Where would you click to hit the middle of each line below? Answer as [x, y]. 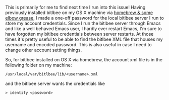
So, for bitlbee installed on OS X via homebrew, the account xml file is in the [84, 60]
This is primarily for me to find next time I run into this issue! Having [75, 7]
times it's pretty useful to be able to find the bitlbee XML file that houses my [84, 39]
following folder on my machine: [39, 65]
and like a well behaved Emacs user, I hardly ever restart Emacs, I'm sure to [84, 29]
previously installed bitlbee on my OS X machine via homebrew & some [79, 13]
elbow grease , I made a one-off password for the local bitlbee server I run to [84, 18]
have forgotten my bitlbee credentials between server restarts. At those [79, 34]
